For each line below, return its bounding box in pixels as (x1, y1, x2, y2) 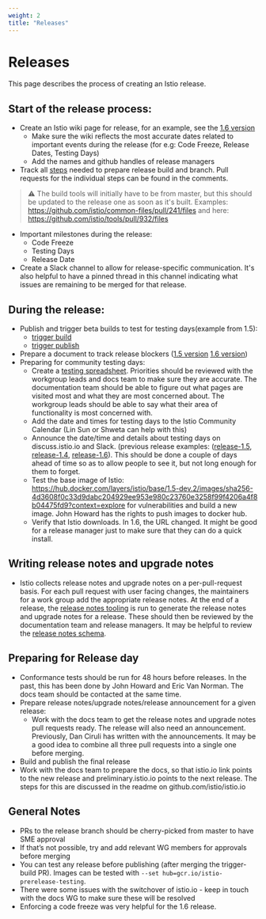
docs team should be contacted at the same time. (19, 689, 182, 699)
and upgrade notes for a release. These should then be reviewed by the (19, 611, 253, 621)
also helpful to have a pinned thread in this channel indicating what (19, 272, 238, 281)
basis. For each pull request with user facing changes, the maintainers (19, 587, 249, 596)
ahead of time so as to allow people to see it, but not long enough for (31, 458, 257, 468)
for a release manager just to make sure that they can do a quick (31, 526, 242, 535)
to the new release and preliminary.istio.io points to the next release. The (19, 773, 257, 783)
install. (31, 534, 53, 544)
